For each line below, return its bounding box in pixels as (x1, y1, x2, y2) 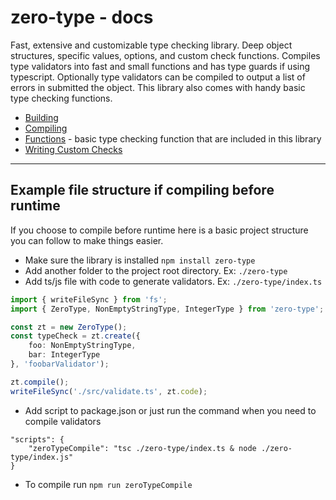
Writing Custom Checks (24, 143, 123, 155)
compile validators (24, 415, 102, 427)
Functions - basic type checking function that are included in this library (24, 132, 322, 145)
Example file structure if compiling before (10, 182, 275, 199)
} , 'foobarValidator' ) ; (10, 359, 110, 369)
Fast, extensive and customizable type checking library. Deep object (10, 39, 293, 51)
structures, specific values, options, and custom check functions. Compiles (10, 49, 321, 61)
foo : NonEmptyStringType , (28, 341, 137, 351)
